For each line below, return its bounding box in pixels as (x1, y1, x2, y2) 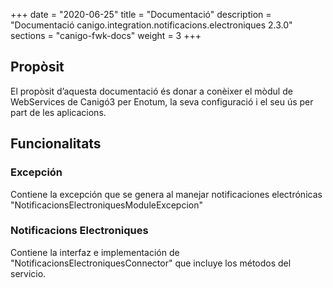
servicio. (10, 267, 47, 279)
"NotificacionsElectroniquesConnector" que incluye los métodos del (10, 257, 292, 269)
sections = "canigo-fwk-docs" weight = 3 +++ (10, 30, 202, 41)
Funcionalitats (10, 135, 102, 153)
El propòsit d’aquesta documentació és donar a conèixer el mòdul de (10, 85, 293, 97)
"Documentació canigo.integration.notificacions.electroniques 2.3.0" (10, 19, 293, 31)
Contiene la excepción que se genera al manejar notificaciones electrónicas (10, 188, 323, 200)
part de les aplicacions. (10, 106, 107, 118)
